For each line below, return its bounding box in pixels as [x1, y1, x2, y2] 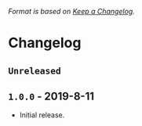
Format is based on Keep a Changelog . [8, 7, 135, 16]
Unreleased [8, 65, 61, 77]
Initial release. [19, 110, 65, 120]
